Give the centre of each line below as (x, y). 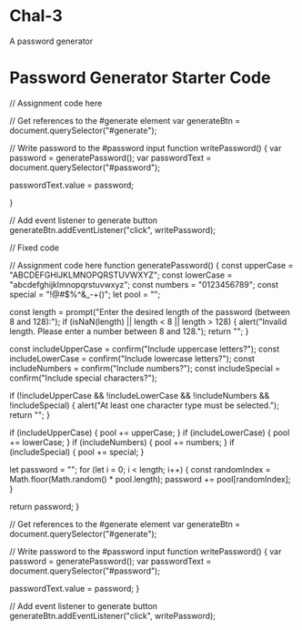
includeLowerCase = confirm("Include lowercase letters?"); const (132, 358)
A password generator (51, 41)
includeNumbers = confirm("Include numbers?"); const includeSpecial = (145, 368)
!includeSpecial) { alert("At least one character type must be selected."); (145, 405)
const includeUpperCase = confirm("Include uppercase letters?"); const (145, 349)
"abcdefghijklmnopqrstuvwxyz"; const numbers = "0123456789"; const (144, 284)
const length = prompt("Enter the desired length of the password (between (150, 311)
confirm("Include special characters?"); (83, 378)
